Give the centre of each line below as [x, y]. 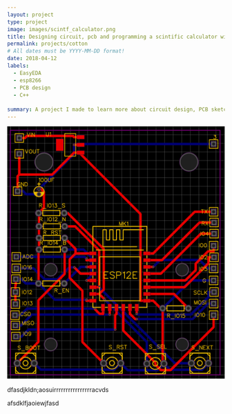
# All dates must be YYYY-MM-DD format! [66, 51]
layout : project [30, 15]
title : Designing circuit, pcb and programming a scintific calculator [112, 37]
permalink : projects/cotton [48, 44]
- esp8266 [27, 80]
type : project [28, 22]
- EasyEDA [27, 73]
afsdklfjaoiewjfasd [33, 403]
